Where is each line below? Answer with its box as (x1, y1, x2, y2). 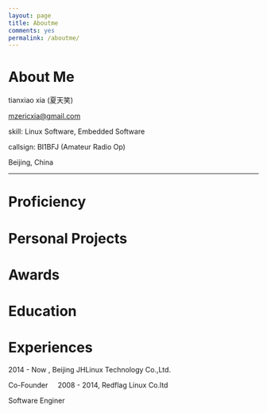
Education (8, 302, 77, 320)
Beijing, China (8, 158, 54, 167)
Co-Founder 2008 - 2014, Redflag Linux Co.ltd (8, 380, 168, 390)
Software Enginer (8, 395, 65, 405)
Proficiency (8, 193, 86, 211)
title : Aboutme (8, 19, 59, 27)
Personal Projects (8, 229, 128, 247)
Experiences (8, 339, 93, 357)
